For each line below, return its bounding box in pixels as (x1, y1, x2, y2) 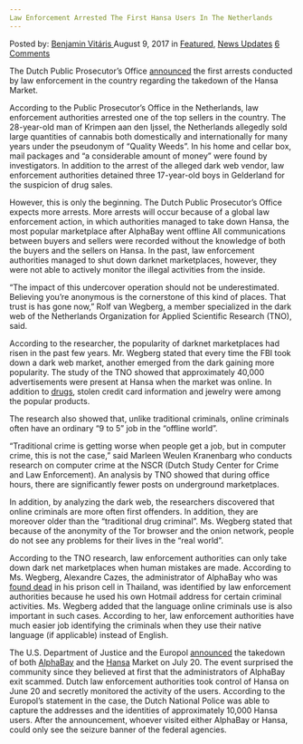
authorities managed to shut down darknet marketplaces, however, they (9, 255, 278, 266)
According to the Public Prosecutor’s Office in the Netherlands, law (9, 101, 260, 113)
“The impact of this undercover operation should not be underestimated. (9, 282, 279, 293)
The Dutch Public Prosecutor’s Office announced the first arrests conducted (9, 65, 293, 76)
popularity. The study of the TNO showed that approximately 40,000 (9, 366, 265, 377)
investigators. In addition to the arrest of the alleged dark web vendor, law (9, 159, 285, 170)
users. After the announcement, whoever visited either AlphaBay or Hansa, (9, 714, 289, 725)
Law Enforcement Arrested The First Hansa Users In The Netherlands (9, 13, 273, 23)
